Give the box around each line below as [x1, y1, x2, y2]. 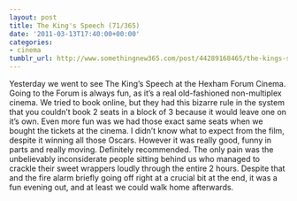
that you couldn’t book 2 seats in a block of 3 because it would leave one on [9, 107, 287, 117]
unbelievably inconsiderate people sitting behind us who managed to [9, 154, 261, 164]
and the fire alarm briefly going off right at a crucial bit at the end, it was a [9, 173, 278, 182]
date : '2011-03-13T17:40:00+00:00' [9, 29, 141, 38]
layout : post [9, 12, 57, 22]
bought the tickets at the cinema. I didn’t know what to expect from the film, [9, 126, 285, 135]
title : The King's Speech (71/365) [9, 21, 141, 30]
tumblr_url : [9, 54, 53, 63]
